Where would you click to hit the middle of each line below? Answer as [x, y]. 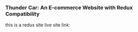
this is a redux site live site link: [38, 25]
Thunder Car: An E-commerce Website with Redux [69, 8]
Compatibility [22, 14]
